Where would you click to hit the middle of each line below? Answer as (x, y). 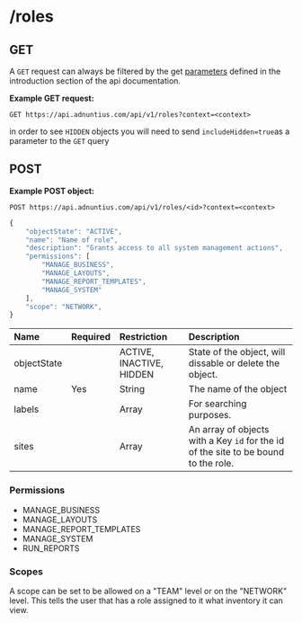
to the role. (211, 463)
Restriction (143, 337)
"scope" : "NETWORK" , (64, 307)
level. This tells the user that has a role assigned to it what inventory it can (146, 601)
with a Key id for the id (236, 441)
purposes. (210, 415)
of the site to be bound (236, 452)
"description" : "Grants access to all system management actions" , (154, 248)
